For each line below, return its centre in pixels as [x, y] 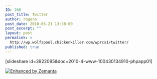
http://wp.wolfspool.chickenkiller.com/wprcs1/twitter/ [69, 42]
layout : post [19, 33]
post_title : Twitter [27, 14]
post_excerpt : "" [23, 28]
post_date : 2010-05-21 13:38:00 [39, 24]
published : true [22, 47]
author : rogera [21, 19]
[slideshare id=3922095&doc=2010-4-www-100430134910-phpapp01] [79, 61]
